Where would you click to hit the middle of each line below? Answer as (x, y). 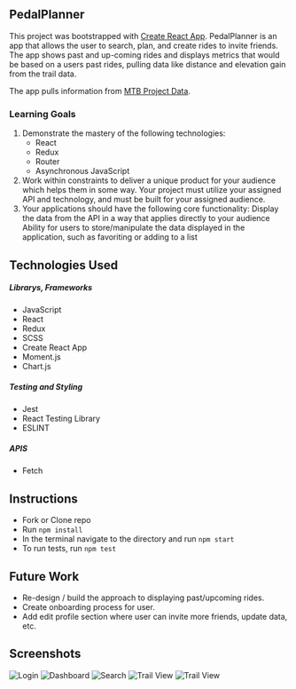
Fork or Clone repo (56, 520)
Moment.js (41, 357)
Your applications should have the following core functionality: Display (150, 209)
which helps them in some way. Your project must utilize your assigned (152, 190)
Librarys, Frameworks (51, 288)
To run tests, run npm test (69, 549)
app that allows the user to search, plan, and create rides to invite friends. (144, 45)
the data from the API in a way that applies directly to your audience (146, 218)
